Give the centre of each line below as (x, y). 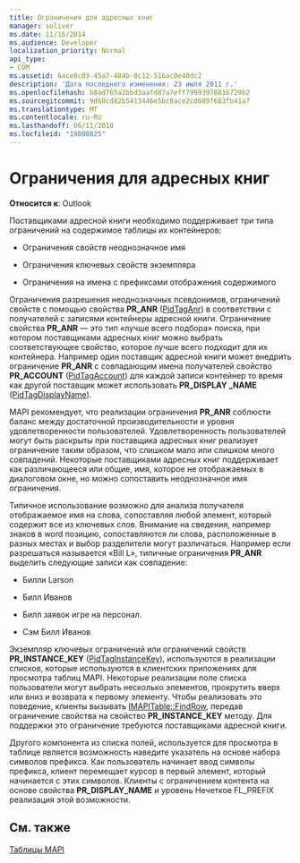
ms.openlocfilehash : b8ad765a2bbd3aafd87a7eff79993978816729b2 (130, 92)
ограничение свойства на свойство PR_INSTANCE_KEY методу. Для (141, 715)
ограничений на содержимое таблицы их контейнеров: (116, 230)
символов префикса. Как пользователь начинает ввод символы (132, 761)
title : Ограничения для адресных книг (81, 17)
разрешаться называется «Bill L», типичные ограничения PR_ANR (136, 552)
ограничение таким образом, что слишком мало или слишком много (142, 449)
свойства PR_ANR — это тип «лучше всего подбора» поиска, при (135, 328)
